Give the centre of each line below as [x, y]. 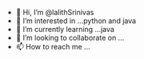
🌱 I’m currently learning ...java [65, 29]
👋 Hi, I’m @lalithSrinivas [55, 12]
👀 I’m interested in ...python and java [76, 21]
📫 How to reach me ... [53, 47]
